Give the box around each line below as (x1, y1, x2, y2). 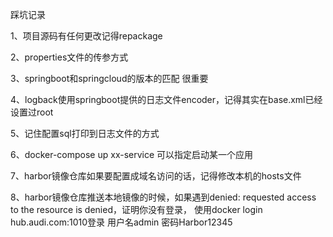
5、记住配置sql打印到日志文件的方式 (10, 128, 160, 139)
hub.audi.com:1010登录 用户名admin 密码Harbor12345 (10, 216, 233, 228)
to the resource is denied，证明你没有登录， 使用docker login (10, 204, 263, 215)
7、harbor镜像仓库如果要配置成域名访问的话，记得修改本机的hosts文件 (10, 170, 302, 182)
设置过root (10, 106, 54, 118)
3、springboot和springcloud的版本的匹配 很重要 (10, 73, 209, 84)
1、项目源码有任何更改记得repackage (10, 30, 163, 42)
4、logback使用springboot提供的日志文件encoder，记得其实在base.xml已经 (10, 94, 323, 105)
